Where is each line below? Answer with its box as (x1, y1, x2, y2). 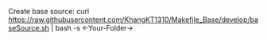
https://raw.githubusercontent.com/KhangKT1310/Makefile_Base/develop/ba (8, 15, 259, 24)
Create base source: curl (8, 7, 90, 16)
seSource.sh (8, 24, 50, 32)
